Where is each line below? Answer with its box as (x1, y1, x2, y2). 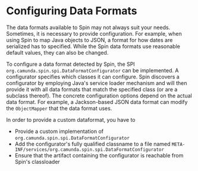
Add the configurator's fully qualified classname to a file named (14, 140, 171, 147)
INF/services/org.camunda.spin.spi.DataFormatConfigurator (14, 147, 165, 153)
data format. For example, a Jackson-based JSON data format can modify (6, 98, 188, 105)
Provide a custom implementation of (14, 128, 104, 135)
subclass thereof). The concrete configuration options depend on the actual (6, 92, 192, 99)
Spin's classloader (14, 158, 61, 165)
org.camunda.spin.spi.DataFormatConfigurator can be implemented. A (6, 66, 179, 74)
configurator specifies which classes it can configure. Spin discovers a (6, 73, 180, 80)
